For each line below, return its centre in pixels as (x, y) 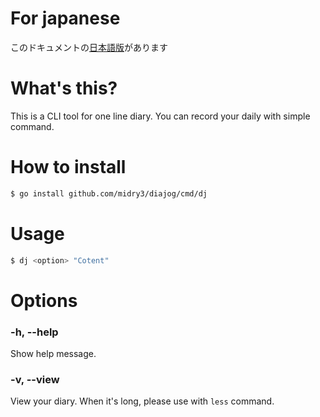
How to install (68, 167)
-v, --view (35, 379)
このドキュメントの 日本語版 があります (89, 47)
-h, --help (34, 332)
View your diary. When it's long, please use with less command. (142, 401)
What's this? (64, 88)
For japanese (65, 18)
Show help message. (53, 353)
